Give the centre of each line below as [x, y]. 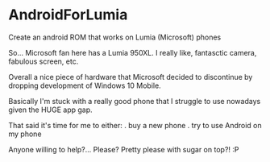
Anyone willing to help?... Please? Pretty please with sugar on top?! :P [124, 149]
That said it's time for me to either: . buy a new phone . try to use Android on [135, 125]
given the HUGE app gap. [50, 110]
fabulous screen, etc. [44, 61]
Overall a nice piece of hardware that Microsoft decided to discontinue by [131, 77]
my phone [25, 134]
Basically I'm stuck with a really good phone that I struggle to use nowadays [135, 101]
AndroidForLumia [68, 15]
